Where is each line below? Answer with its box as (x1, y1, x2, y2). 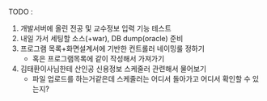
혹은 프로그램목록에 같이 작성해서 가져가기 (32, 54, 165, 63)
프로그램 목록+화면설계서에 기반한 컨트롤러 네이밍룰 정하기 (19, 44, 205, 53)
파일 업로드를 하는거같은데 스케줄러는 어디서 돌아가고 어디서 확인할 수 (32, 74, 251, 83)
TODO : (8, 7, 34, 16)
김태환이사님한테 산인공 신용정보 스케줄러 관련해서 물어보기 (19, 64, 207, 74)
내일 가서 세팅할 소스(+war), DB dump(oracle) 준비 (19, 34, 184, 43)
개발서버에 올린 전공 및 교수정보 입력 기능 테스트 (19, 23, 172, 33)
